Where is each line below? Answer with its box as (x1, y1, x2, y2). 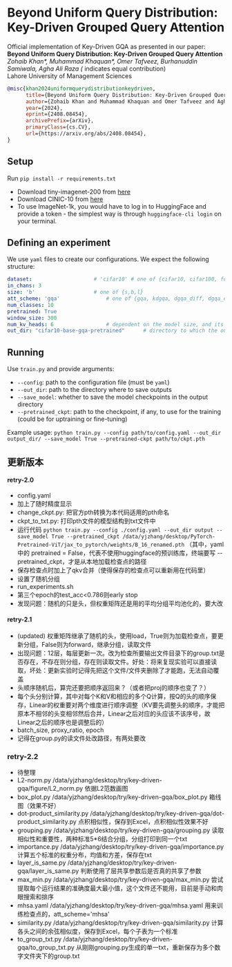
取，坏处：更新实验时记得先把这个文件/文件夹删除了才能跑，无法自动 (17, 666, 213, 675)
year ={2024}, (25, 104, 64, 111)
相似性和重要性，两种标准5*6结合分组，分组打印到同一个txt (17, 835, 188, 843)
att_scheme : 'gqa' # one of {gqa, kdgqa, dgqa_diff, (7, 295, 206, 302)
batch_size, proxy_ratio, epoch (17, 726, 104, 734)
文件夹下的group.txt (23, 952, 80, 960)
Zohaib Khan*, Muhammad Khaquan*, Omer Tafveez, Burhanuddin (7, 57, 198, 65)
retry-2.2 (7, 751, 39, 761)
